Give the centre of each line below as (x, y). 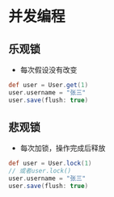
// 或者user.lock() (40, 171)
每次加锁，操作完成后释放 (63, 148)
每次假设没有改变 (49, 70)
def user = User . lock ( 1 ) (50, 163)
